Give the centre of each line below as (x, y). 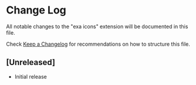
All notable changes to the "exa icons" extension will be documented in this (97, 26)
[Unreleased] (31, 62)
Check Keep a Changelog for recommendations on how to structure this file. (98, 44)
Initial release (31, 76)
